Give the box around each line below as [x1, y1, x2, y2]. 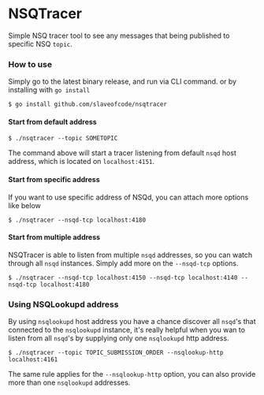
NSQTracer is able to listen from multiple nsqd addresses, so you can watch [8, 250, 253, 259]
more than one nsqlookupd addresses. [8, 378, 131, 387]
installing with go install [8, 85, 91, 95]
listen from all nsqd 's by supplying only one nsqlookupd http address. [8, 334, 230, 343]
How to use [8, 58, 53, 69]
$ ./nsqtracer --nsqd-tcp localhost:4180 [8, 216, 147, 224]
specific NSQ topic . [8, 39, 73, 48]
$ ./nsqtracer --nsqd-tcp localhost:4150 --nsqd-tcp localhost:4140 [8, 274, 238, 281]
